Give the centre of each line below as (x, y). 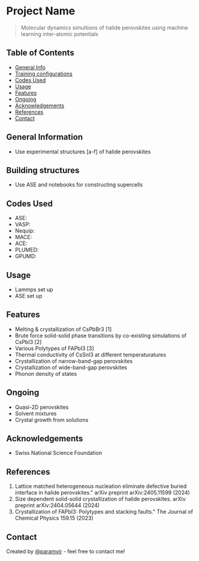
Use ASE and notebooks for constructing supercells (79, 185)
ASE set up (28, 296)
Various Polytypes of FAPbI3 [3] (54, 348)
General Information (45, 137)
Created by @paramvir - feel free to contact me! (66, 551)
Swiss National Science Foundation (58, 453)
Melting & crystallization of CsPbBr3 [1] (63, 329)
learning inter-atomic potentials (60, 34)
